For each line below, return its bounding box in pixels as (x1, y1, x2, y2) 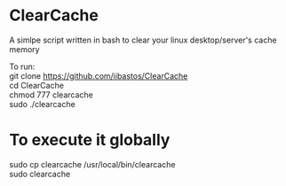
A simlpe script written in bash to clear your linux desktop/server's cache (9, 35, 277, 45)
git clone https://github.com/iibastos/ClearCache (9, 70, 188, 81)
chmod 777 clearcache (9, 89, 93, 100)
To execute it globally (9, 130, 171, 151)
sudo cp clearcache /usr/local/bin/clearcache (9, 159, 176, 169)
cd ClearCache (9, 80, 65, 90)
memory (9, 43, 40, 54)
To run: (9, 61, 36, 72)
